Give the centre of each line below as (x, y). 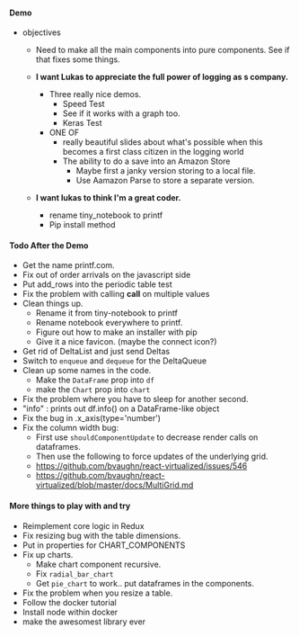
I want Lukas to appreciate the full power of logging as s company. (162, 77)
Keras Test (82, 123)
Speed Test (84, 104)
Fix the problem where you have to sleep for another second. (135, 399)
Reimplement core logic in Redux (84, 525)
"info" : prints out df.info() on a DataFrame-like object (121, 408)
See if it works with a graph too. (122, 113)
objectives (41, 32)
